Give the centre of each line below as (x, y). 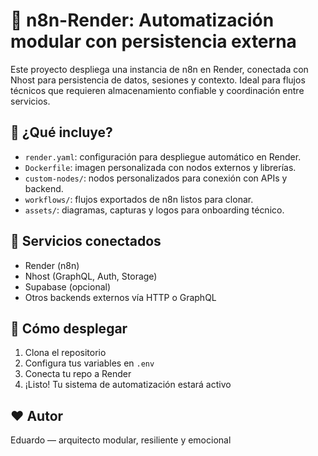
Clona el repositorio (65, 353)
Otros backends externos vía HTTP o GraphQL (120, 297)
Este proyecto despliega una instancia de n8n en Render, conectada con (159, 69)
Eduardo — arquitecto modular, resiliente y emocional (121, 440)
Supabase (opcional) (68, 286)
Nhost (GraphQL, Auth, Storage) (91, 276)
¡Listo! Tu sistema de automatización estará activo (128, 385)
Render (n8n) (52, 265)
